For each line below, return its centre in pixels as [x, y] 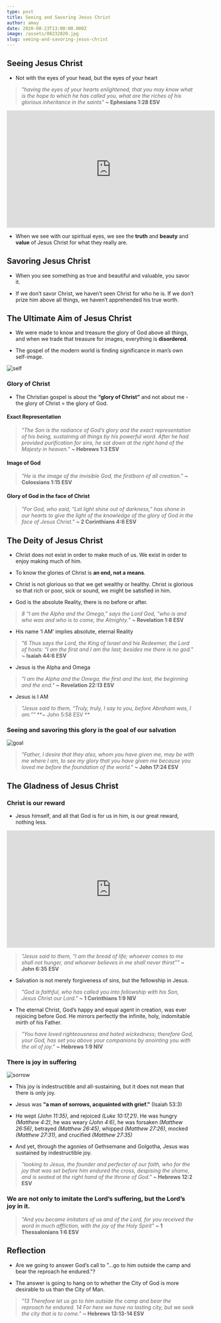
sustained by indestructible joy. [53, 1153]
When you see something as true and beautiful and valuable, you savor [102, 275]
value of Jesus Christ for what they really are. [71, 242]
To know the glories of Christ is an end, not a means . [80, 573]
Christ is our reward [36, 803]
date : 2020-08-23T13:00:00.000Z [47, 28]
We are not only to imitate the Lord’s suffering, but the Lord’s [96, 1199]
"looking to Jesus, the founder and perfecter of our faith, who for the [106, 1165]
